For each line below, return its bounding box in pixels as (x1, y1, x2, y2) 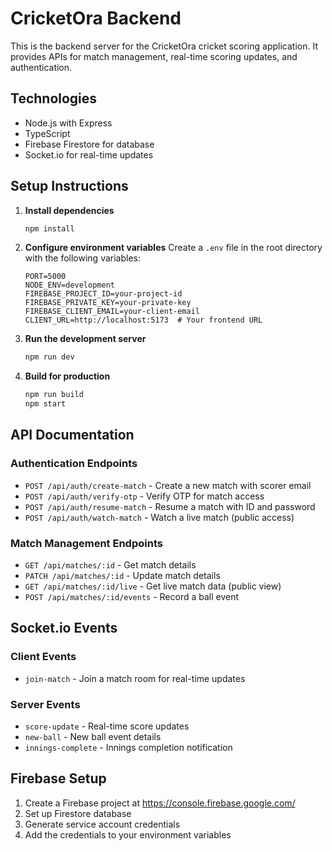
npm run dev (24, 352, 75, 362)
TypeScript (24, 127, 71, 139)
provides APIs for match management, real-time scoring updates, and (10, 50, 298, 62)
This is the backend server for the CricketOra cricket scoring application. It (10, 40, 318, 52)
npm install (24, 223, 75, 234)
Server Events (10, 697, 81, 711)
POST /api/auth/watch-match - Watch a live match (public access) (24, 511, 295, 523)
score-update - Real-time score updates (24, 720, 190, 732)
